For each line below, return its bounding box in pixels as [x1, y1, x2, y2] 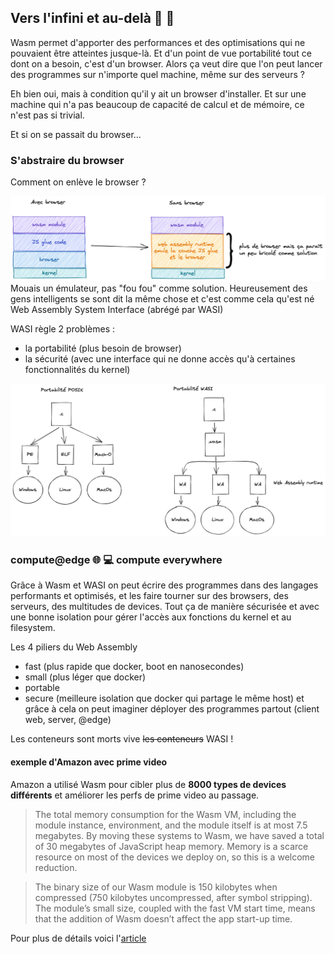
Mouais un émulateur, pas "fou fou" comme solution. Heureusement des [10, 282, 308, 294]
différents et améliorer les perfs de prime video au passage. [10, 789, 260, 801]
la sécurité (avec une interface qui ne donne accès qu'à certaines [24, 352, 296, 365]
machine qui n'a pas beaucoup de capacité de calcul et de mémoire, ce [10, 98, 305, 110]
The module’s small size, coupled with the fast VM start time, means [34, 902, 316, 914]
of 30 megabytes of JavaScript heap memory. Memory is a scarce [34, 840, 309, 852]
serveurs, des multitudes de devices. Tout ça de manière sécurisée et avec [10, 601, 320, 613]
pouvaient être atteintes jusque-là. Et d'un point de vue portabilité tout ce [10, 47, 312, 59]
